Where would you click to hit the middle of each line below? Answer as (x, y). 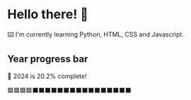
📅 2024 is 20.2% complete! (47, 76)
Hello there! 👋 (48, 14)
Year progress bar (48, 59)
